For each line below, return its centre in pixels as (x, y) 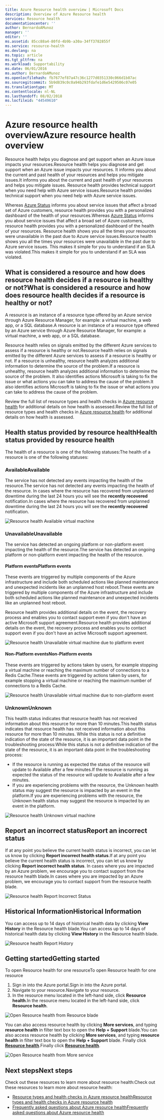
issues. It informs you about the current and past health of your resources (79, 180)
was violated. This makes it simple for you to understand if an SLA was (76, 252)
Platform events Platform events (38, 566)
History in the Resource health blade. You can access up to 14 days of (75, 929)
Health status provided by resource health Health (81, 432)
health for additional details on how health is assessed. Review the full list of (81, 406)
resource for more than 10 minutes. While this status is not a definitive (75, 734)
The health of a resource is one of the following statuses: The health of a (78, 452)
